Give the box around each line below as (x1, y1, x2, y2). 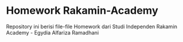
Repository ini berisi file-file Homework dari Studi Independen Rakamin (6, 23, 178, 30)
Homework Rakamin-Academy (6, 4, 158, 17)
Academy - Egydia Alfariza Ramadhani (6, 29, 99, 36)
